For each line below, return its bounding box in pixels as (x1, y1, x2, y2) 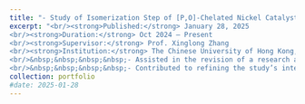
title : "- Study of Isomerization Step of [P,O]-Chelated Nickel (9, 13, 261, 23)
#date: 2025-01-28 (9, 80, 79, 90)
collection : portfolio (9, 72, 95, 81)
